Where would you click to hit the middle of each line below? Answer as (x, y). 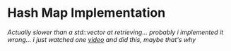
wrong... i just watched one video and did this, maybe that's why (102, 39)
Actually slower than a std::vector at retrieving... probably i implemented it (115, 32)
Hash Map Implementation (87, 13)
